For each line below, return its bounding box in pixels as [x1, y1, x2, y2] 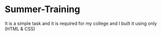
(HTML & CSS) [5, 25, 36, 31]
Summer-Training [5, 4, 80, 15]
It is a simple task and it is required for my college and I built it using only [5, 20, 157, 26]
